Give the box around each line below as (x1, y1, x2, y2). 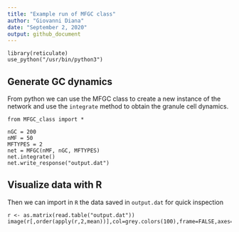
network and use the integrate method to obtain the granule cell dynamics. (7, 102, 229, 111)
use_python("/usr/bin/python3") (7, 56, 103, 64)
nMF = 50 (7, 135, 33, 142)
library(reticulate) (7, 50, 69, 57)
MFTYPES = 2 (7, 141, 43, 148)
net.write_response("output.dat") (7, 160, 110, 167)
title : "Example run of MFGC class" (7, 10, 116, 18)
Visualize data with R (7, 179, 102, 191)
